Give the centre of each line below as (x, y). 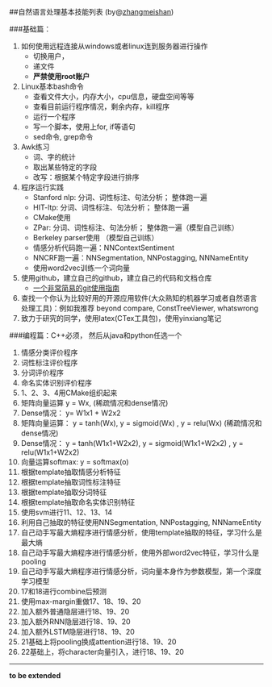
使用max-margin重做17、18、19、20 (81, 602)
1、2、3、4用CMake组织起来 (69, 393)
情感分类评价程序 (49, 352)
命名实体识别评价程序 (56, 383)
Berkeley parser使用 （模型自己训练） (96, 237)
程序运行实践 (42, 187)
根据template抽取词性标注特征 (71, 482)
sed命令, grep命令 (63, 137)
